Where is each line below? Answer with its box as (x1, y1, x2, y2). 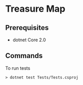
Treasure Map (5, 3, 66, 15)
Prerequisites (5, 23, 49, 32)
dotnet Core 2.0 (12, 37, 46, 43)
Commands (5, 51, 43, 60)
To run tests (5, 65, 31, 71)
